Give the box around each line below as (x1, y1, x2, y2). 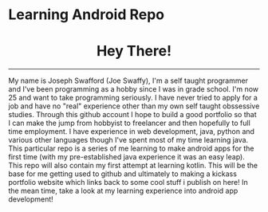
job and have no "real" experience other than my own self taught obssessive (8, 101, 260, 111)
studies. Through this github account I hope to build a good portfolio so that (8, 110, 257, 120)
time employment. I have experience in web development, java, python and (8, 127, 255, 136)
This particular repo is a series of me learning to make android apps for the (8, 143, 254, 153)
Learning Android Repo (8, 6, 165, 24)
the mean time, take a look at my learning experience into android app (8, 186, 238, 196)
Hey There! (96, 42, 172, 61)
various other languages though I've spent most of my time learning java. (8, 135, 249, 145)
